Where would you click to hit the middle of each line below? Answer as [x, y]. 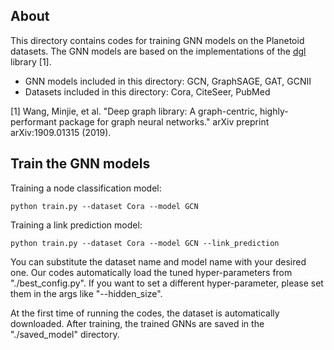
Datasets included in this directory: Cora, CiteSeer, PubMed [147, 91]
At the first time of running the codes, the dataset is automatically [145, 313]
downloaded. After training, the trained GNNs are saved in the [137, 323]
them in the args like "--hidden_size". [86, 293]
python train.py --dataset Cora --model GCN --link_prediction [145, 243]
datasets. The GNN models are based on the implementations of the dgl [158, 51]
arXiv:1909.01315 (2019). [61, 132]
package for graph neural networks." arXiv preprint [164, 121]
